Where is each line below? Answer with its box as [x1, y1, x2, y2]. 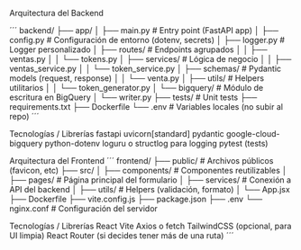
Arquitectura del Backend [9, 8, 104, 18]
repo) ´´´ [9, 112, 40, 121]
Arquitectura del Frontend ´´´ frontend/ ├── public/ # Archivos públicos [9, 156, 274, 165]
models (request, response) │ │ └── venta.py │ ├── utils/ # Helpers [9, 73, 264, 84]
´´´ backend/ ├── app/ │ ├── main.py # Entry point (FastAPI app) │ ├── [9, 25, 279, 35]
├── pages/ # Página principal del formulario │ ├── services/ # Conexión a [9, 174, 291, 185]
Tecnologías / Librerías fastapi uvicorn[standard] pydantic [9, 129, 225, 138]
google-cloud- [225, 129, 280, 138]
